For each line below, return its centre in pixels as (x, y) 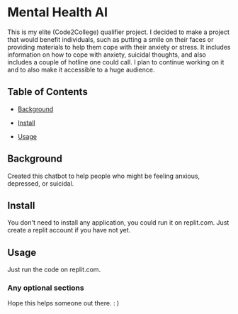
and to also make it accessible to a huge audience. (81, 69)
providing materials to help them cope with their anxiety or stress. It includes (119, 47)
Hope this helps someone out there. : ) (63, 303)
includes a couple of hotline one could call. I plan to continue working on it (116, 62)
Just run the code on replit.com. (54, 269)
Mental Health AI (58, 12)
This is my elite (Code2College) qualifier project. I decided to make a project (119, 32)
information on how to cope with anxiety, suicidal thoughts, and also (107, 55)
